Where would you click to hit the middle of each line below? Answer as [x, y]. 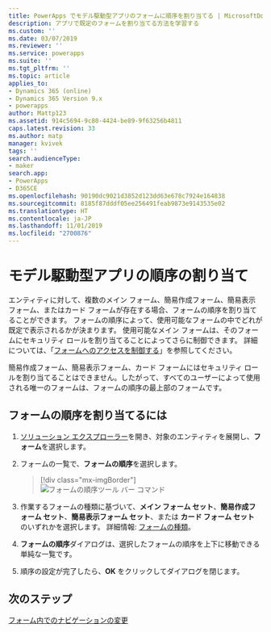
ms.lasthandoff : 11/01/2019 [56, 226]
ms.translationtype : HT [48, 211]
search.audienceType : [45, 158]
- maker [21, 166]
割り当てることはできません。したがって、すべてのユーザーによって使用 [141, 377]
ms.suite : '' [30, 61]
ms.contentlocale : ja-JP [50, 219]
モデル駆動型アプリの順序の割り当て [129, 276]
